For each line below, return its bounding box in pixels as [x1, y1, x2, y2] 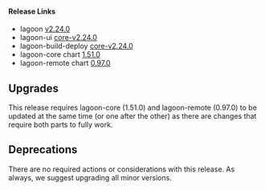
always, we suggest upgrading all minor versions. [8, 172, 173, 182]
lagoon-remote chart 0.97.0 [19, 59, 111, 68]
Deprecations [8, 143, 78, 156]
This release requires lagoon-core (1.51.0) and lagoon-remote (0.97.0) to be [8, 103, 257, 112]
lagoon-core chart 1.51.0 [19, 50, 100, 59]
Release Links [8, 6, 56, 16]
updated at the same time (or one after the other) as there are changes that [8, 111, 257, 121]
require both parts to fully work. [8, 120, 113, 130]
